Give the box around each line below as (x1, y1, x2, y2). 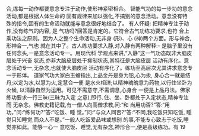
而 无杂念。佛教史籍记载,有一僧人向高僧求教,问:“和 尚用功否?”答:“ (6, 101, 165, 108)
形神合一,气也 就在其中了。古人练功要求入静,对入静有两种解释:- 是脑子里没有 (6, 42, 193, 49)
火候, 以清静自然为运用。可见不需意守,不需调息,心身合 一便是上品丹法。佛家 (6, 86, 191, 93)
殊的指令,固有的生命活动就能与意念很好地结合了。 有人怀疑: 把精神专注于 (6, 20, 184, 27)
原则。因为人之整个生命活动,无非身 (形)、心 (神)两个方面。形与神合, (26, 35, 192, 41)
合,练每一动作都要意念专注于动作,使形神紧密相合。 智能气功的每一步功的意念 (6, 5, 193, 12)
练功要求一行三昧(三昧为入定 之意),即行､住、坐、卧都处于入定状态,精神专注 (6, 94, 189, 101)
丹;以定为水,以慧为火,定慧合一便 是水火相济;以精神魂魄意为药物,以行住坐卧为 (6, 79, 192, 86)
